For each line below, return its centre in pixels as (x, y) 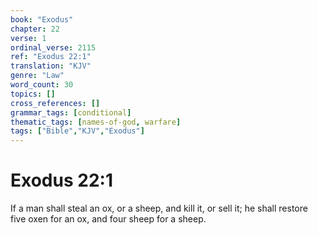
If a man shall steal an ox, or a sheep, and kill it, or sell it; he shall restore (159, 208)
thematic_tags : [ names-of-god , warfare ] (96, 122)
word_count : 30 (42, 85)
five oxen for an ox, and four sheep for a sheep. (108, 219)
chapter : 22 (35, 29)
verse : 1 (28, 38)
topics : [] (33, 94)
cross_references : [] (55, 103)
